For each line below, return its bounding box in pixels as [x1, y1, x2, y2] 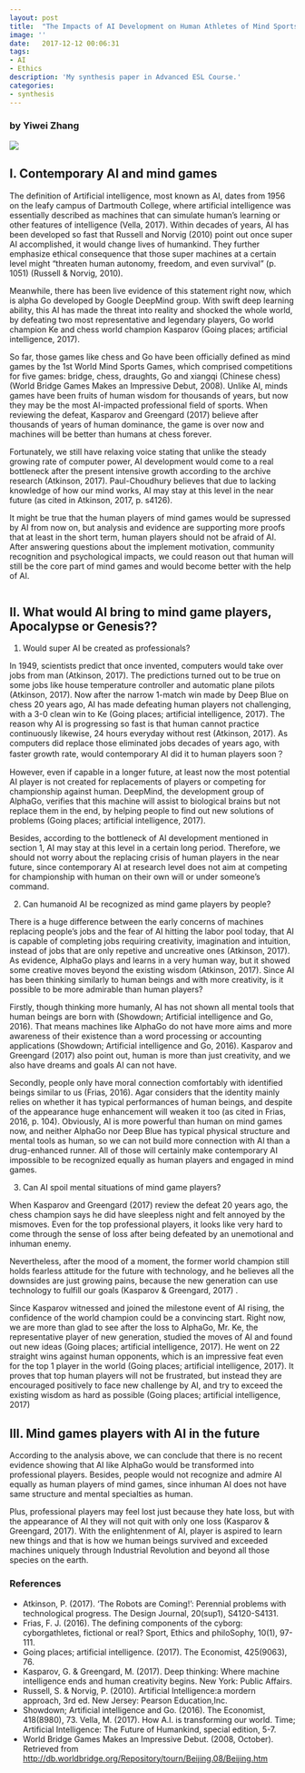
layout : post [9, 13, 59, 23]
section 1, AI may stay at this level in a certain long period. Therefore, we [9, 843, 281, 854]
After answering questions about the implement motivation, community [9, 541, 275, 552]
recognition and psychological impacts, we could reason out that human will [9, 551, 294, 562]
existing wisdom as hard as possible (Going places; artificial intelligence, [9, 1390, 281, 1401]
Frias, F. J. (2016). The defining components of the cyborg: [22, 1617, 243, 1628]
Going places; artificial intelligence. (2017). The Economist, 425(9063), [22, 1646, 288, 1657]
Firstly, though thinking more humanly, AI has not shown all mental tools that [9, 1002, 295, 1013]
